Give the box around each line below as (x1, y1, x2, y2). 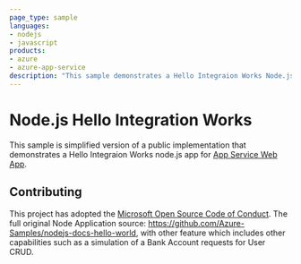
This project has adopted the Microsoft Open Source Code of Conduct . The (9, 208, 288, 219)
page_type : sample (9, 13, 78, 22)
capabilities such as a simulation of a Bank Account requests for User (9, 236, 266, 247)
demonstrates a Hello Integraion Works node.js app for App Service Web (9, 149, 278, 159)
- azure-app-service (9, 64, 87, 72)
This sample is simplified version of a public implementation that (9, 140, 246, 150)
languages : (9, 21, 50, 30)
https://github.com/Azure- (147, 217, 245, 228)
